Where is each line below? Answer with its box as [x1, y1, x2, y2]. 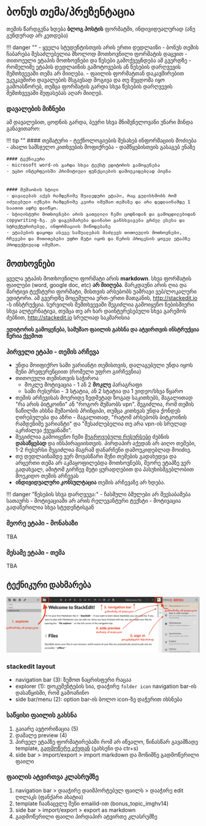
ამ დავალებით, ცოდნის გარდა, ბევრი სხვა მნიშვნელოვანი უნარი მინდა [6, 118, 193, 126]
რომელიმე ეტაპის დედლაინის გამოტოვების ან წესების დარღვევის [6, 63, 181, 71]
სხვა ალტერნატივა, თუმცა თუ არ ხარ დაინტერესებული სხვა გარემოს [6, 307, 187, 315]
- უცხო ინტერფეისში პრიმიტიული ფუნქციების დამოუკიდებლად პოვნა [6, 168, 172, 175]
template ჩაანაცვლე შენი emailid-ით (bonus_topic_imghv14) [15, 800, 169, 807]
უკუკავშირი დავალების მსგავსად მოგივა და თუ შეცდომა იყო [6, 76, 166, 83]
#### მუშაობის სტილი [6, 186, 59, 193]
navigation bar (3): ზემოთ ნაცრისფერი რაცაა [15, 676, 132, 684]
